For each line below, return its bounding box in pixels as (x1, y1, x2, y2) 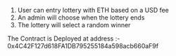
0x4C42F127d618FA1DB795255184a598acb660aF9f (7, 42, 159, 50)
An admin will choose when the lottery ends (17, 13, 145, 22)
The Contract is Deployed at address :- (7, 34, 120, 43)
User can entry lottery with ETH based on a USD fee (17, 6, 169, 14)
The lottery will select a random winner (17, 21, 131, 29)
